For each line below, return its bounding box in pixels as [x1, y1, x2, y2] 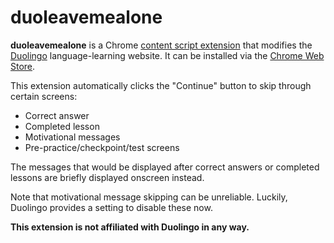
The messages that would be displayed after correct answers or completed [10, 161, 320, 173]
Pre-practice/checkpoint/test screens [24, 141, 180, 153]
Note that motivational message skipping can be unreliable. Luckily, [10, 191, 288, 203]
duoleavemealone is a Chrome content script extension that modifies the [10, 39, 313, 51]
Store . [10, 60, 36, 72]
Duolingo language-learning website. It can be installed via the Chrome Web [10, 49, 325, 61]
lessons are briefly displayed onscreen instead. [10, 171, 205, 183]
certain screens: [10, 90, 78, 102]
